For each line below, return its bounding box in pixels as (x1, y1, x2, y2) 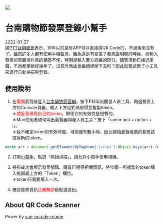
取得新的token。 (12, 135, 45, 141)
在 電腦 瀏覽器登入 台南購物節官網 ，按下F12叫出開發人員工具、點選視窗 (12, 98, 151, 104)
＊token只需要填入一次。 (12, 176, 62, 182)
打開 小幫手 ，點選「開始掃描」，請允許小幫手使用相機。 (12, 154, 121, 160)
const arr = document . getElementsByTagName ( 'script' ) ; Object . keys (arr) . (5, 144, 155, 149)
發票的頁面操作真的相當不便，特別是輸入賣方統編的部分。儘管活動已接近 (5, 57, 149, 63)
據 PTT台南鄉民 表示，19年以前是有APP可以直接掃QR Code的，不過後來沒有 (5, 45, 154, 50)
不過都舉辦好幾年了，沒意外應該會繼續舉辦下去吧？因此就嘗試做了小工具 (13, 63, 158, 69)
